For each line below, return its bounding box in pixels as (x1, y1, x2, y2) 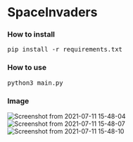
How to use (7, 63, 47, 73)
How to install (7, 30, 55, 40)
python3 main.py (7, 78, 63, 87)
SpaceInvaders (7, 4, 98, 20)
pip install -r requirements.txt (7, 45, 123, 54)
